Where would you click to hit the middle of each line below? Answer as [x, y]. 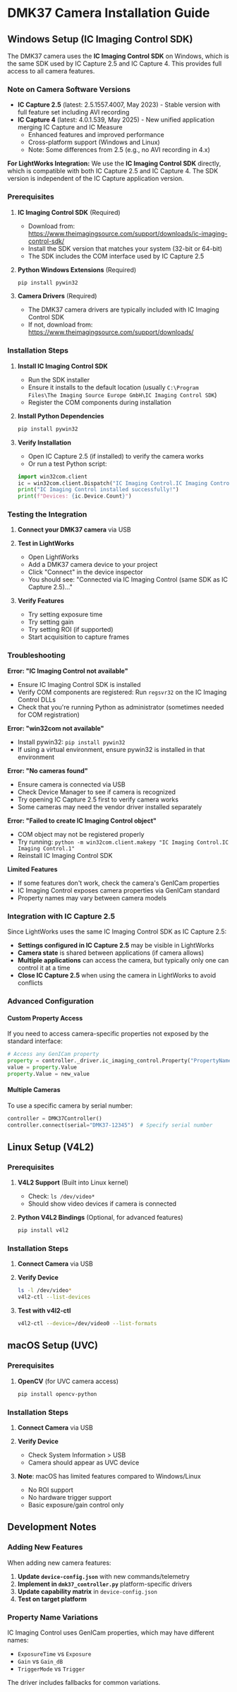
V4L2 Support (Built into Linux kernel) [73, 1182]
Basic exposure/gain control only [76, 1505]
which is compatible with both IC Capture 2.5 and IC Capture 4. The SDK [113, 171]
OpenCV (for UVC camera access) [68, 1381]
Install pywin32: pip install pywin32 [71, 742]
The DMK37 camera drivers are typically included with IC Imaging [124, 310]
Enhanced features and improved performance [96, 135]
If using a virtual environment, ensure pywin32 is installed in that [111, 749]
